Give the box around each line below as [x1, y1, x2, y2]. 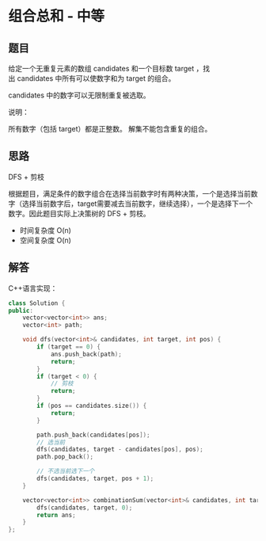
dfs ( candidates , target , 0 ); [36, 504, 133, 512]
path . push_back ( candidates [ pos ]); [36, 431, 150, 439]
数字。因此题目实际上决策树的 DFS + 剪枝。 [8, 208, 150, 218]
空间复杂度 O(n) [19, 235, 71, 245]
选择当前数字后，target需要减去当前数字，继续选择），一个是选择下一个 [21, 199, 253, 208]
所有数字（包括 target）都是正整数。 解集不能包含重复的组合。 [8, 124, 212, 133]
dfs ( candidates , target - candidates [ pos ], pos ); [36, 445, 203, 454]
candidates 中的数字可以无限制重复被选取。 [8, 90, 150, 100]
